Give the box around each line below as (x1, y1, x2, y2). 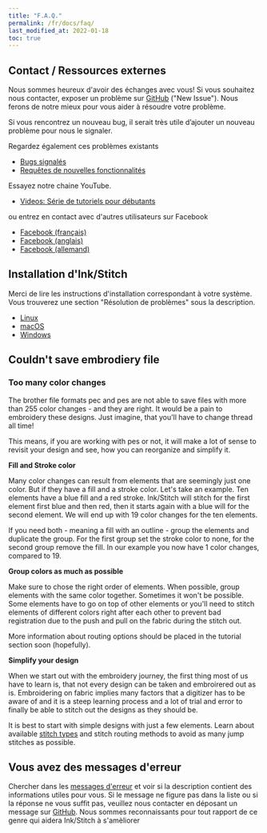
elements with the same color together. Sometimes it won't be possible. (8, 590, 244, 600)
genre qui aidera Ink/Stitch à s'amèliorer (8, 815, 141, 825)
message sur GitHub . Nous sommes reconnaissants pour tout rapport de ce (8, 807, 258, 817)
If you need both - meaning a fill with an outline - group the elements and (8, 525, 249, 535)
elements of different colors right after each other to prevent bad (8, 607, 221, 617)
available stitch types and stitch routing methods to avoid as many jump (8, 729, 245, 739)
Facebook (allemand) (19, 245, 90, 254)
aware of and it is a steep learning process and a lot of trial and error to (8, 696, 243, 706)
